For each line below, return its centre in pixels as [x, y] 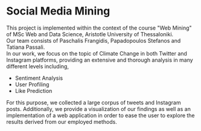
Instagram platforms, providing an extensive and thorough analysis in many [100, 60]
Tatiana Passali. [26, 47]
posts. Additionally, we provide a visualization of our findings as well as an [99, 109]
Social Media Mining [58, 11]
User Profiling [32, 84]
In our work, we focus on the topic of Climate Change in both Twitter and [97, 53]
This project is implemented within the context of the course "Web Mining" [99, 28]
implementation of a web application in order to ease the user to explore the [101, 115]
